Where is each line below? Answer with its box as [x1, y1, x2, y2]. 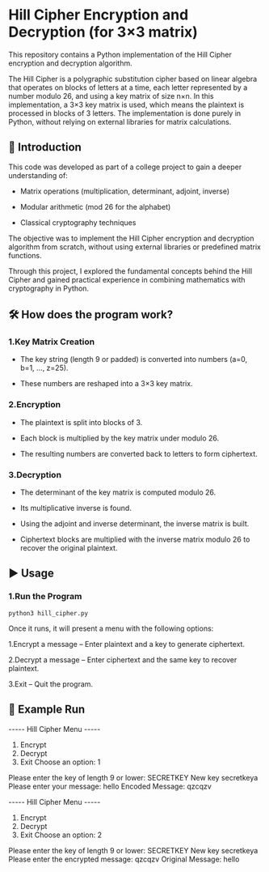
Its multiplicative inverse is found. [19, 504, 132, 513]
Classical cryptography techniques [19, 217, 137, 228]
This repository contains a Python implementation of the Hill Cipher [8, 49, 232, 59]
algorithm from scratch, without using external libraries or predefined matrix [8, 241, 261, 252]
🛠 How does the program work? [8, 308, 174, 321]
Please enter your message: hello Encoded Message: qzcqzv [8, 781, 212, 791]
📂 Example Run [8, 703, 86, 717]
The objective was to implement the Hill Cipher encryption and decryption [8, 233, 254, 243]
